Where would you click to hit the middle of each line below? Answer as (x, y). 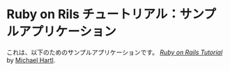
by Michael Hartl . (31, 60)
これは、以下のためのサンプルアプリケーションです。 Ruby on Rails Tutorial (115, 52)
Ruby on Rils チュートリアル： (93, 14)
